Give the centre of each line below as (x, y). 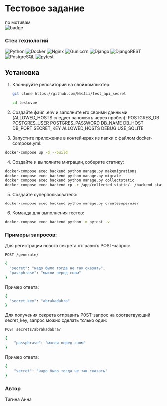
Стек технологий (27, 40)
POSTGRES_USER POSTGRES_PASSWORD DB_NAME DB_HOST (78, 123)
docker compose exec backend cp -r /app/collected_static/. (69, 185)
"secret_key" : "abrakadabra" (40, 301)
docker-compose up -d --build (37, 152)
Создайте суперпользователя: (44, 195)
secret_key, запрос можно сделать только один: (56, 320)
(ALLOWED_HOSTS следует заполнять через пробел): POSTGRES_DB (85, 117)
